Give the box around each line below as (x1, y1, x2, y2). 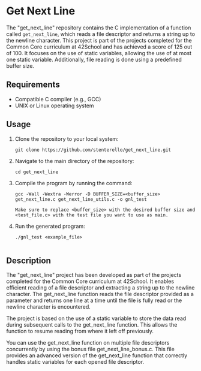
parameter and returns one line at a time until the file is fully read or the (6, 297, 182, 304)
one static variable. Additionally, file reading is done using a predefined (6, 56, 182, 63)
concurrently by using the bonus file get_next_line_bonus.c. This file (6, 346, 175, 353)
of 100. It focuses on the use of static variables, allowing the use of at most (6, 49, 192, 56)
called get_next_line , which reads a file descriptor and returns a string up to (6, 30, 196, 37)
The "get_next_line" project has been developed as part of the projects (6, 272, 182, 279)
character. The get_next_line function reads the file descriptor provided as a (6, 291, 194, 298)
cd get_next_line (14, 169, 59, 175)
